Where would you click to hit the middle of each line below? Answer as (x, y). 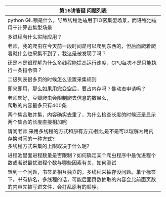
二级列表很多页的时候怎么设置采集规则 (52, 79)
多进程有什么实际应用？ (35, 37)
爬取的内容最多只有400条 (37, 105)
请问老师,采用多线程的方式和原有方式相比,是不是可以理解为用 (78, 131)
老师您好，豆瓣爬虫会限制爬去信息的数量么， (60, 98)
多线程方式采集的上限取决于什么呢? (49, 146)
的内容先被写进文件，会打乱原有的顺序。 (55, 187)
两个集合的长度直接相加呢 (38, 122)
